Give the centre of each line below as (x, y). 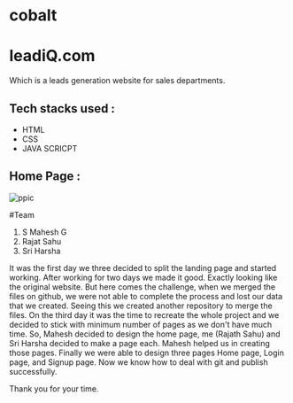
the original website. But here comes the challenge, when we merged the (143, 287)
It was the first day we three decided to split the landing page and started (143, 267)
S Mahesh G (44, 232)
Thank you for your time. (54, 388)
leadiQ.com (52, 56)
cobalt (33, 15)
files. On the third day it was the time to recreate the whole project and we (144, 314)
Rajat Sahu (42, 241)
